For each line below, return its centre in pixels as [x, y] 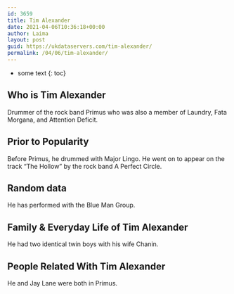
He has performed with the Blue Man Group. [71, 205]
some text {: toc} [42, 73]
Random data [37, 188]
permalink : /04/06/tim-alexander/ [58, 53]
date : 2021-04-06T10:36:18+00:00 [56, 27]
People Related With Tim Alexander [86, 266]
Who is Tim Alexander [57, 95]
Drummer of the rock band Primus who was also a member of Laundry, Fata [117, 112]
